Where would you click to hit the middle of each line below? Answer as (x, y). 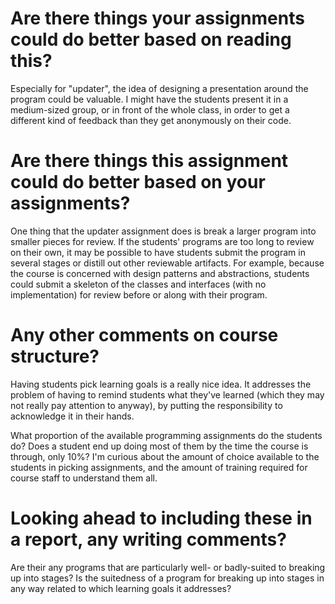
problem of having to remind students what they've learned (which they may (167, 394)
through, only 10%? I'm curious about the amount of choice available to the (165, 456)
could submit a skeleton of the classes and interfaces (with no (138, 284)
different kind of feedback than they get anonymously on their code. (151, 120)
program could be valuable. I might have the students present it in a (149, 99)
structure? (55, 356)
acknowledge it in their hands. (72, 416)
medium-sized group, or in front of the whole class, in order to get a (150, 109)
